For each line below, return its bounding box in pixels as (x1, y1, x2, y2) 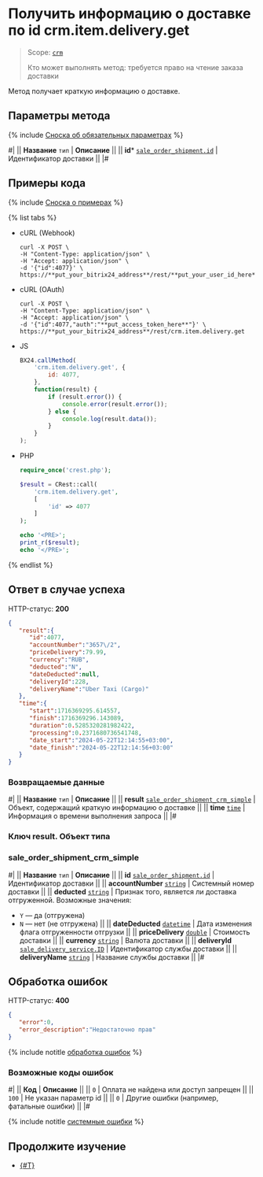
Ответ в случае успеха (8, 583, 126, 597)
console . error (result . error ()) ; (61, 400, 168, 408)
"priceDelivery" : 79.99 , (28, 649, 108, 657)
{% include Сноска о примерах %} (8, 198, 124, 207)
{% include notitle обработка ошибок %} (8, 1047, 143, 1057)
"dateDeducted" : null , (28, 670, 100, 678)
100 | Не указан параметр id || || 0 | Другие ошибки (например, (8, 1094, 219, 1103)
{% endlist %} (8, 560, 53, 569)
